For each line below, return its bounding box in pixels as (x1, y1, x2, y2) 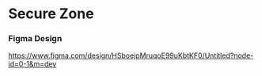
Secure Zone (8, 5, 94, 23)
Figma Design (8, 33, 63, 44)
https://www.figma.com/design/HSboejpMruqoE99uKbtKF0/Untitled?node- (8, 51, 254, 60)
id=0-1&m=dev (8, 59, 57, 69)
